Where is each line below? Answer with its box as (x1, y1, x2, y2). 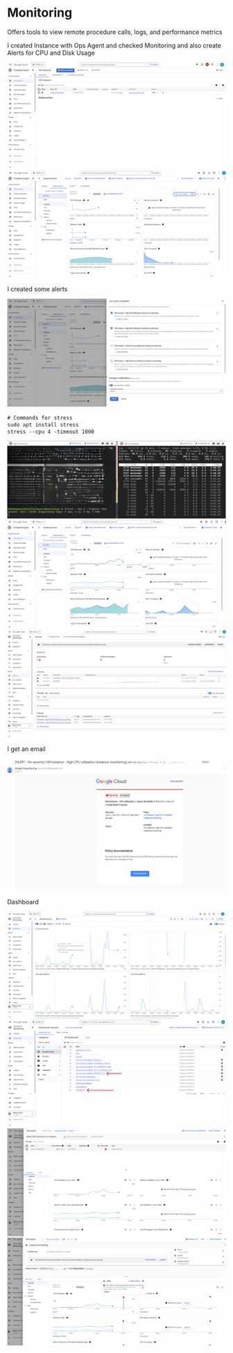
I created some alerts (7, 285, 68, 293)
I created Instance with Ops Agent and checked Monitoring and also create (7, 41, 222, 49)
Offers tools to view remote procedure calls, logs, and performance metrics (7, 28, 223, 36)
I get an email (7, 744, 46, 753)
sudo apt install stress (7, 421, 79, 428)
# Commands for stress (7, 414, 73, 421)
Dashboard (7, 897, 40, 906)
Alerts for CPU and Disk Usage (7, 49, 95, 57)
